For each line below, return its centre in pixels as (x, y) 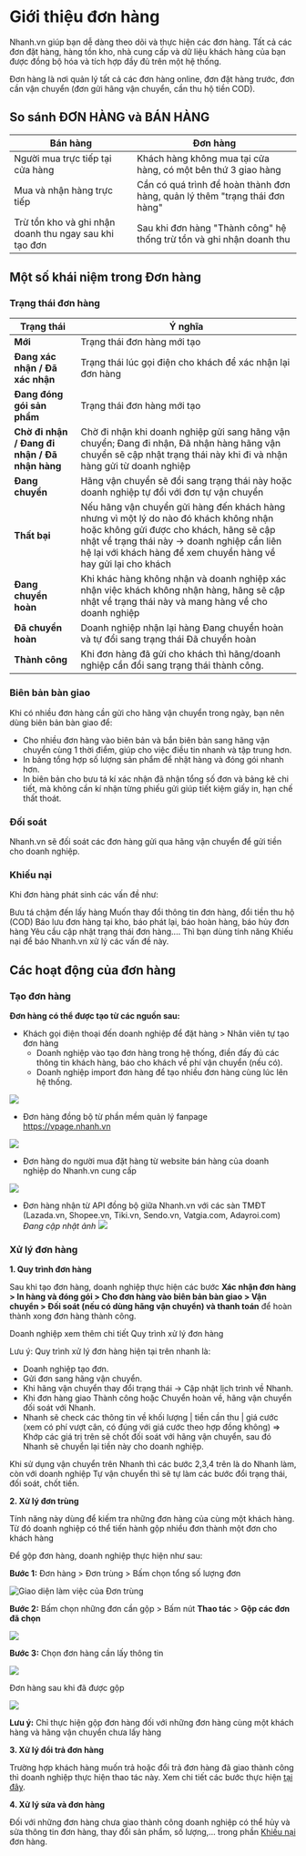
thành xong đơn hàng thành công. (73, 1316)
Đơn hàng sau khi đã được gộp (67, 1688)
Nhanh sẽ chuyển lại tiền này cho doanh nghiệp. (113, 1447)
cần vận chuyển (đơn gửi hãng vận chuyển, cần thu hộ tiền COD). (133, 88)
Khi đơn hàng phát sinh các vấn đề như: (84, 895)
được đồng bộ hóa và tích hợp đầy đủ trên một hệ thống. (115, 61)
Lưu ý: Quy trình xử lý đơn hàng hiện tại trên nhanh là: (110, 1351)
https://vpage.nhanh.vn (66, 1126)
